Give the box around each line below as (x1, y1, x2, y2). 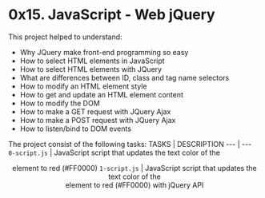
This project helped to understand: (8, 32, 122, 42)
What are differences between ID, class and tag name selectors (19, 73, 230, 82)
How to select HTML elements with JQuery (19, 64, 163, 73)
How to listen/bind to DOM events (19, 124, 132, 133)
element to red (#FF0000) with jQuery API (65, 180, 204, 189)
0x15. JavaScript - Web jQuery (8, 6, 215, 24)
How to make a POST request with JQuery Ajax (19, 115, 176, 125)
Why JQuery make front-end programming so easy (19, 47, 189, 57)
